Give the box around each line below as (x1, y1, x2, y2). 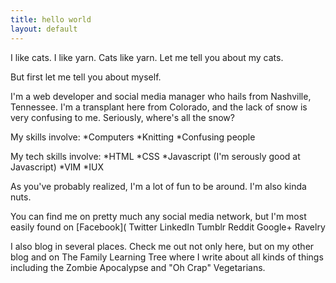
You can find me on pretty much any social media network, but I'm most (10, 210, 307, 222)
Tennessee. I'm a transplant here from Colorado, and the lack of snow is (10, 101, 308, 113)
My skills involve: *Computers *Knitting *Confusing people (10, 131, 256, 143)
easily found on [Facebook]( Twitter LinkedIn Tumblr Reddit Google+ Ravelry (10, 221, 326, 233)
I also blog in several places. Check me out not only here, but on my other (10, 240, 315, 252)
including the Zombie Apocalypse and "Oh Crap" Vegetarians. (10, 261, 266, 273)
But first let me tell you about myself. (10, 71, 162, 83)
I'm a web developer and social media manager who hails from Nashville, (10, 90, 312, 102)
